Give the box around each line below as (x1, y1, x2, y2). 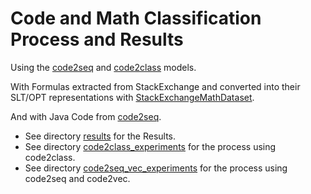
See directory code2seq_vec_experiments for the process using (24, 162, 288, 174)
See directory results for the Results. (24, 130, 177, 142)
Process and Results (10, 28, 184, 51)
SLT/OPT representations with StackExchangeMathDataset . (10, 91, 255, 103)
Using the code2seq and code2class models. (10, 61, 197, 73)
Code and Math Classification (10, 7, 262, 30)
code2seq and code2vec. (24, 172, 131, 184)
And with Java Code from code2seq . (10, 110, 162, 122)
